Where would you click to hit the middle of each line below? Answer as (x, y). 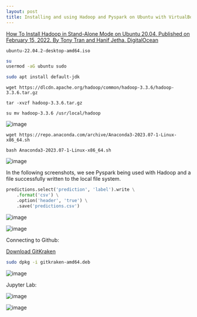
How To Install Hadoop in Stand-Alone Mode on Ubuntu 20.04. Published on (98, 33)
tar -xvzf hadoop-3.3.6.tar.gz (44, 103)
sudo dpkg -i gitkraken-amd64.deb (48, 262)
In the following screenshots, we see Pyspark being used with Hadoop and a (98, 173)
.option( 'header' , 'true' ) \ (52, 200)
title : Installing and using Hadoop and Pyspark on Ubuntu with (86, 17)
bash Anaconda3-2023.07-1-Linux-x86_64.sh (59, 150)
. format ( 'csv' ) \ (38, 195)
